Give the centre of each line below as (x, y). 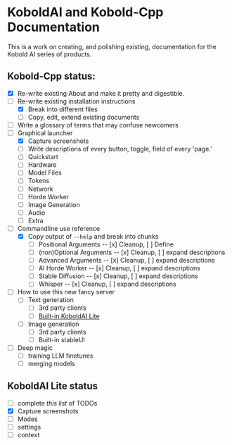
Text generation (51, 300)
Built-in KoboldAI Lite (69, 316)
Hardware (42, 165)
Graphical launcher (45, 133)
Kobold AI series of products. (50, 54)
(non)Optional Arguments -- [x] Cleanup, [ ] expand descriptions (132, 252)
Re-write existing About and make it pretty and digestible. (101, 93)
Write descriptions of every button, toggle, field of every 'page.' (120, 149)
